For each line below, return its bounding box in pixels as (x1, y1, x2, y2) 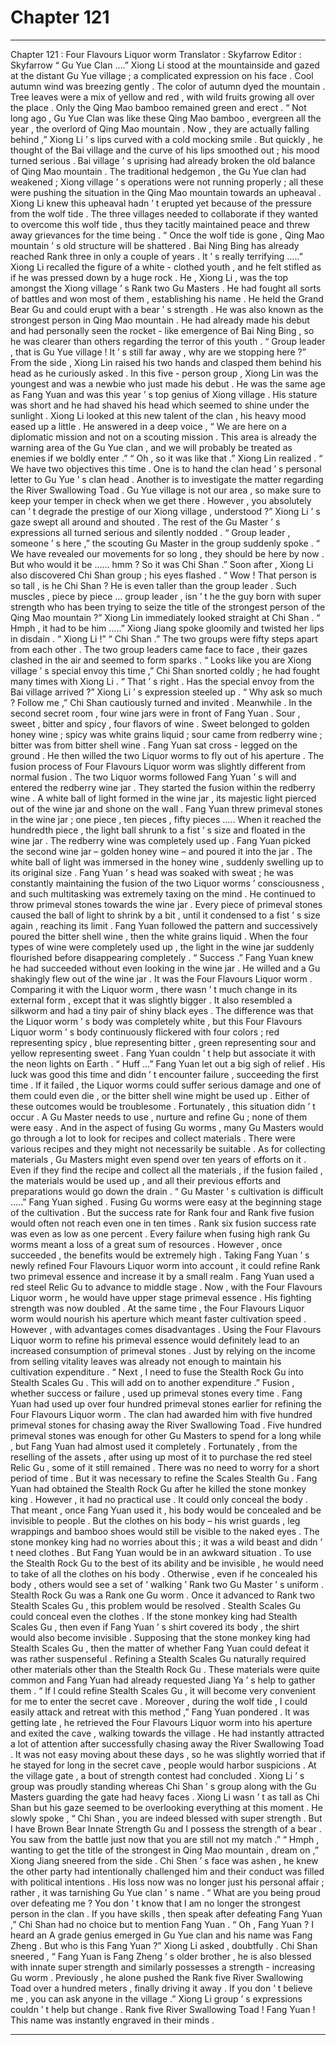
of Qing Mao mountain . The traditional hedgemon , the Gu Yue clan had (10, 165, 307, 177)
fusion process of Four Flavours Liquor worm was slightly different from (10, 760, 306, 772)
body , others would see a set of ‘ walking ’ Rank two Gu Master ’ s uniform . (10, 1578, 325, 1590)
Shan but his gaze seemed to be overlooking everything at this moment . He (10, 1801, 323, 1813)
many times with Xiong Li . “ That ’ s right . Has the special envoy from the (10, 675, 315, 687)
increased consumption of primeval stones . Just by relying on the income (10, 1344, 316, 1356)
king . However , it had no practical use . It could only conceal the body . (10, 1493, 308, 1505)
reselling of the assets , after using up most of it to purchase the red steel (10, 1451, 313, 1463)
